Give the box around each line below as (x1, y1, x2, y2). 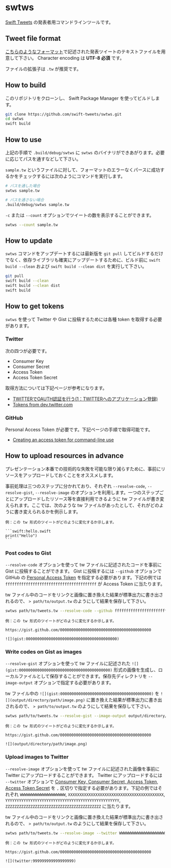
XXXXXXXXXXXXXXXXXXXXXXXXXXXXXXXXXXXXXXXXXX (68, 792, 164, 797)
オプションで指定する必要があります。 (34, 679, 114, 686)
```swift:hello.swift (5, 529, 51, 534)
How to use (5, 135, 42, 144)
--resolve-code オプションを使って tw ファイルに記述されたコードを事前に (5, 562, 162, 568)
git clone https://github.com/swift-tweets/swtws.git (5, 111, 122, 117)
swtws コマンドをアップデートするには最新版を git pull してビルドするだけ (5, 250, 164, 257)
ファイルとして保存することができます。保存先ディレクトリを (18, 673, 148, 679)
